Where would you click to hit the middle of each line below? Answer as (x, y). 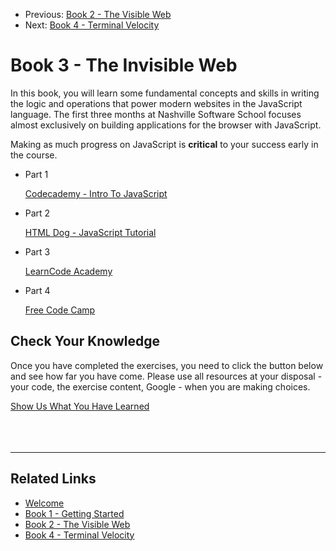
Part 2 (37, 213)
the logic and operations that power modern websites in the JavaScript (156, 103)
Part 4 (37, 290)
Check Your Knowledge (85, 341)
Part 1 (36, 174)
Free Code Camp (60, 310)
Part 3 (37, 251)
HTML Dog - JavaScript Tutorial (90, 232)
